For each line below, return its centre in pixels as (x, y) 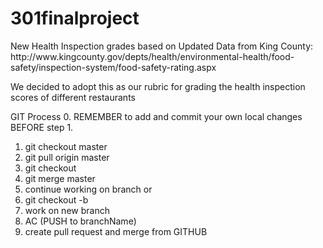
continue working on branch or (88, 189)
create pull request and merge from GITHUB (116, 231)
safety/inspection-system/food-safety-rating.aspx (113, 67)
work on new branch (67, 210)
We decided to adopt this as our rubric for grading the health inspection (158, 86)
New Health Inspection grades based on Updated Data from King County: (162, 46)
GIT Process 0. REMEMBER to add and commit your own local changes (156, 116)
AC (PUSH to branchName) (80, 221)
